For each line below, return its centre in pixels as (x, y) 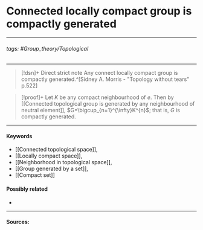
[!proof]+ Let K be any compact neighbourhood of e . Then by (97, 97)
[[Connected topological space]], (56, 150)
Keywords (19, 136)
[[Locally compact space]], (49, 156)
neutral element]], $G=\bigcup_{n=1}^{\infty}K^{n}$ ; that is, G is (100, 110)
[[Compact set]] (35, 175)
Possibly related (27, 189)
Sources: (18, 222)
